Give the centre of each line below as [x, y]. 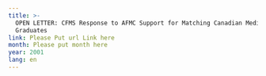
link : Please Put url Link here [61, 38]
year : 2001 [26, 52]
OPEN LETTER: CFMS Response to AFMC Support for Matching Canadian [129, 23]
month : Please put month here [58, 45]
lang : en [23, 60]
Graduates [31, 30]
